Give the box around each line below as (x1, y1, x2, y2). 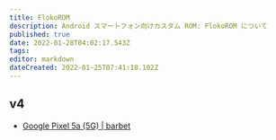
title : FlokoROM (9, 13, 70, 22)
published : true (9, 30, 70, 39)
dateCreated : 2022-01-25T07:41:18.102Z (9, 64, 159, 73)
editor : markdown (9, 55, 75, 64)
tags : (9, 47, 30, 56)
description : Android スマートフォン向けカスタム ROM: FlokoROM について (9, 22, 268, 31)
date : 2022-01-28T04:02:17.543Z (9, 38, 130, 48)
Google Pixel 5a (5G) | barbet (22, 120, 131, 131)
